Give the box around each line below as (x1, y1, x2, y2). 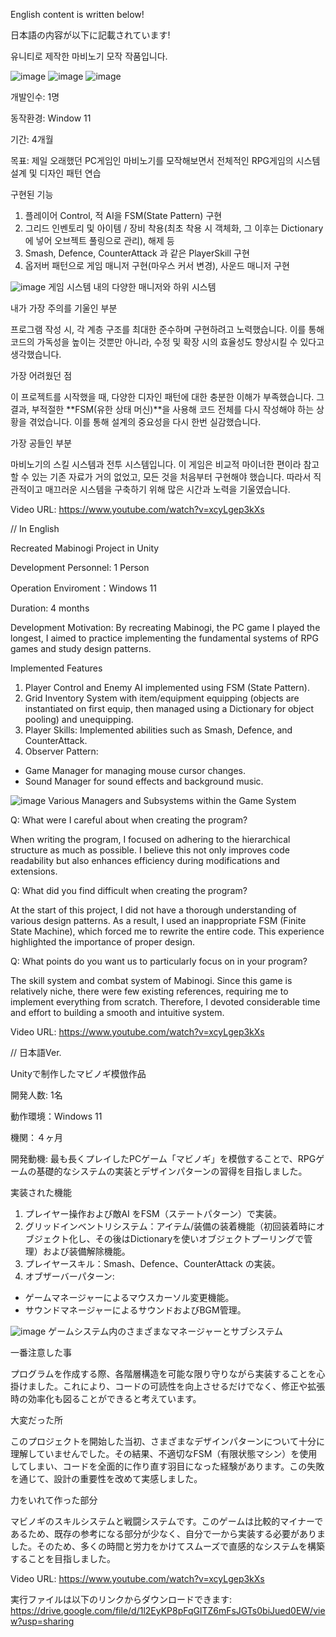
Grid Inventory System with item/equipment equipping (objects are (24, 692, 300, 704)
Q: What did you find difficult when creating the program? (10, 885, 248, 896)
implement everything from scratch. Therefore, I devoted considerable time (10, 996, 321, 1008)
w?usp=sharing (10, 1615, 75, 1627)
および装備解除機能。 (42, 1245, 131, 1257)
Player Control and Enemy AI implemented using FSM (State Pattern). (24, 682, 311, 693)
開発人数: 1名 (10, 1089, 63, 1101)
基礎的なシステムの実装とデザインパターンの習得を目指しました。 (36, 1165, 308, 1177)
